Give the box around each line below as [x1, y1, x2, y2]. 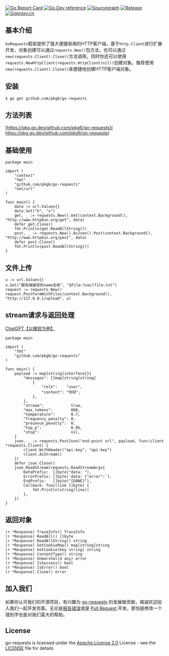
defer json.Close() [14, 460, 56, 466]
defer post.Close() [14, 240, 56, 245]
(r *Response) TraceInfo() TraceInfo [5, 529, 85, 534]
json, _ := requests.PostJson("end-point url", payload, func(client [14, 439, 164, 444]
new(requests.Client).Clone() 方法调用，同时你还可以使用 [5, 53, 126, 59]
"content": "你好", [41, 389, 81, 395]
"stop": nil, [23, 429, 80, 434]
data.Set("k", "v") [14, 208, 56, 214]
